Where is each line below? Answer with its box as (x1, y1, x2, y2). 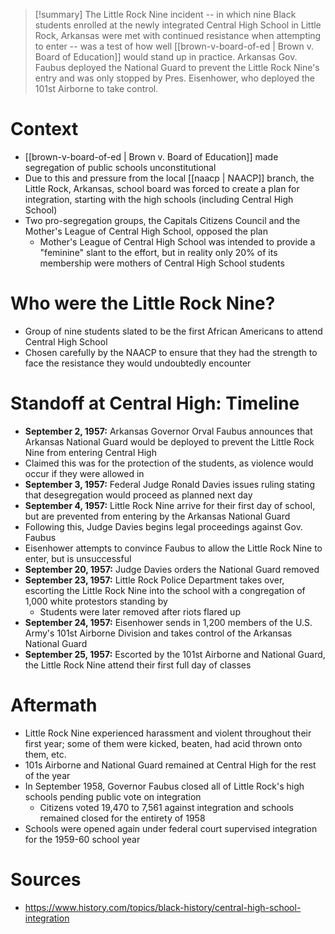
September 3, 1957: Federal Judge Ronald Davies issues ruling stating (24, 478, 315, 490)
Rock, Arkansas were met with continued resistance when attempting (34, 30, 322, 41)
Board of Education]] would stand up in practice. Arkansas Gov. (34, 51, 298, 63)
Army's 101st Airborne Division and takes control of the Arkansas (24, 627, 293, 639)
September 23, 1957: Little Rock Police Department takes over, (24, 574, 285, 586)
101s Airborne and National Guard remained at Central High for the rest (24, 759, 317, 771)
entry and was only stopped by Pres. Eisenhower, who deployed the (34, 72, 315, 84)
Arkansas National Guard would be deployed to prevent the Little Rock (24, 435, 315, 448)
